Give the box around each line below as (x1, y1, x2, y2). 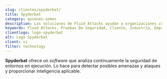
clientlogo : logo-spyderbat (5, 30, 64, 35)
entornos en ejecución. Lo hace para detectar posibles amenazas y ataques (5, 63, 161, 69)
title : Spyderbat (5, 12, 41, 17)
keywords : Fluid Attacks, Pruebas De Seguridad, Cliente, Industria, (5, 26, 153, 31)
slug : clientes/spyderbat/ (5, 7, 61, 12)
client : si (5, 39, 28, 44)
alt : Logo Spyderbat (5, 35, 48, 40)
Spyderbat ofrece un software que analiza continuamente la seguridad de (5, 57, 158, 63)
